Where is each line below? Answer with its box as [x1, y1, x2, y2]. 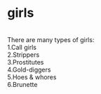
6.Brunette [7, 80, 38, 88]
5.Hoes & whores [7, 72, 57, 81]
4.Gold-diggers [7, 65, 51, 74]
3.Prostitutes [7, 58, 44, 66]
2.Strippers [7, 51, 40, 59]
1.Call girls [7, 43, 37, 51]
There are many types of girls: [7, 35, 95, 43]
